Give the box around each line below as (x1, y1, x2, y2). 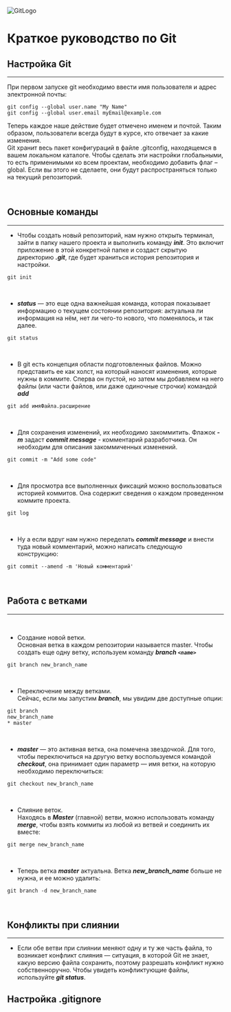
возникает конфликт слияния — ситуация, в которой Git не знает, (16, 951, 210, 960)
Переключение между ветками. (16, 686, 112, 695)
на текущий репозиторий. (7, 173, 82, 181)
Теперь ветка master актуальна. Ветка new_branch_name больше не (16, 866, 222, 875)
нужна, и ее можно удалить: (16, 873, 101, 882)
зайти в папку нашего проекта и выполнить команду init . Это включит (16, 238, 224, 246)
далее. (16, 321, 37, 329)
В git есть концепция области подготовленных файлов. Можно (16, 359, 201, 368)
